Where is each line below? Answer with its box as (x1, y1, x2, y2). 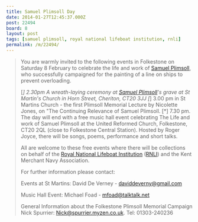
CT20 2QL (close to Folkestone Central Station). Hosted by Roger (20, 126, 180, 134)
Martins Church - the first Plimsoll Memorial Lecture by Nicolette (20, 101, 178, 108)
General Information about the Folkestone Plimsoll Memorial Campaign (20, 202, 193, 210)
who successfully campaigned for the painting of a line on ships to (20, 71, 183, 78)
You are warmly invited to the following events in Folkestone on (20, 58, 175, 65)
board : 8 (6, 25, 28, 31)
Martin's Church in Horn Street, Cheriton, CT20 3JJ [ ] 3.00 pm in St (20, 94, 186, 102)
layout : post (6, 31, 38, 37)
